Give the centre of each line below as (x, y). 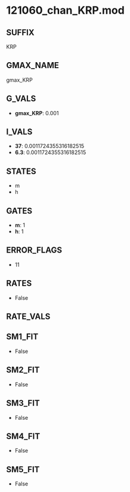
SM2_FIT (23, 370)
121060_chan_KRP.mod (66, 10)
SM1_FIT (22, 337)
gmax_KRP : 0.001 (37, 113)
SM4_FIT (23, 436)
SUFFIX (20, 33)
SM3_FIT (23, 403)
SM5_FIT (23, 469)
